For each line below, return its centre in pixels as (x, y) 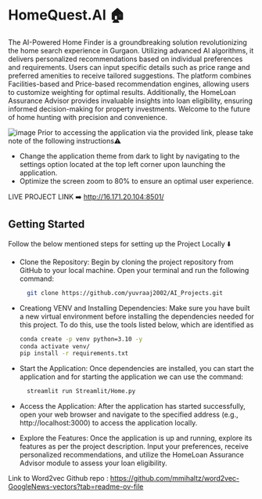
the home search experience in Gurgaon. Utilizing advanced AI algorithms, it (131, 50)
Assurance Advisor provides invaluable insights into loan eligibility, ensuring (130, 100)
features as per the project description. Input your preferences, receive (134, 446)
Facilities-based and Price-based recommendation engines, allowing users (129, 84)
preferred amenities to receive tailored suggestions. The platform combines (130, 75)
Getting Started (47, 224)
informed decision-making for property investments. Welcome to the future (129, 109)
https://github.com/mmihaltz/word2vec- (175, 479)
